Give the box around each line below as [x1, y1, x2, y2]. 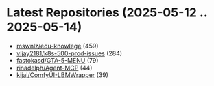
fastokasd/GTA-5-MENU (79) [16, 56, 99, 64]
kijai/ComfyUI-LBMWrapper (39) [16, 70, 109, 79]
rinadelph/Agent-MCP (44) [16, 63, 93, 72]
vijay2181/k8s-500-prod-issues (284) [16, 49, 123, 57]
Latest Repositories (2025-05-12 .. [6, 5, 208, 20]
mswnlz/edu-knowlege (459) [16, 42, 99, 50]
